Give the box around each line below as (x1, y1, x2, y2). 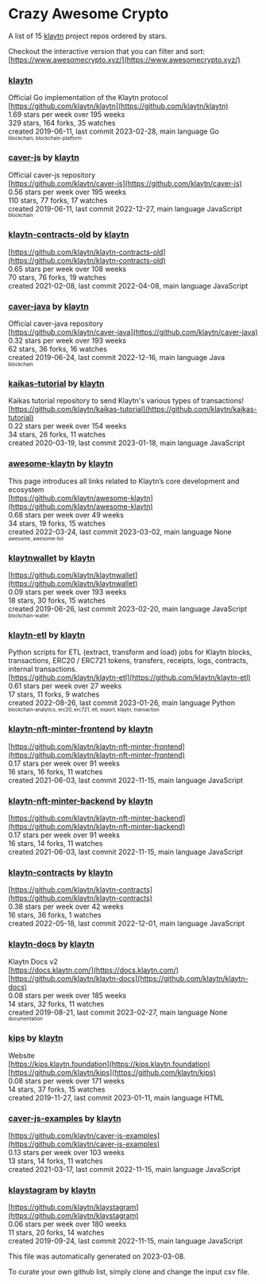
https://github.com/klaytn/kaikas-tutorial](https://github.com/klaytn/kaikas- (10, 405, 257, 414)
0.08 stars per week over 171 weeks (8, 1076, 125, 1085)
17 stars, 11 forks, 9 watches (8, 689, 100, 700)
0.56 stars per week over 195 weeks (8, 187, 127, 196)
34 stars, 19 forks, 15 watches (8, 518, 106, 528)
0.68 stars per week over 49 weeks (8, 510, 125, 519)
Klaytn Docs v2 (8, 956, 58, 966)
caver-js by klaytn (8, 152, 79, 163)
